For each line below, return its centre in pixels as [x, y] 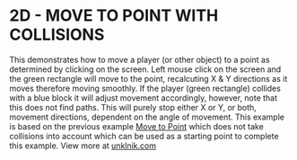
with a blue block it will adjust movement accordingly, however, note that [144, 98]
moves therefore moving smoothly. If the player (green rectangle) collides [145, 88]
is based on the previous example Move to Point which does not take [137, 126]
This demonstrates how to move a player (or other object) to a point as [140, 59]
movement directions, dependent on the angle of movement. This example [147, 117]
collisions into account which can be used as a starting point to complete [144, 136]
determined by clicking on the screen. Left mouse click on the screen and [145, 69]
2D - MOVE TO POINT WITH [114, 16]
